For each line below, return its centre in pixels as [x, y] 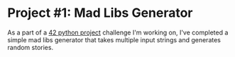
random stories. [31, 47]
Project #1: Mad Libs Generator [100, 13]
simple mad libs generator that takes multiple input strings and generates [114, 39]
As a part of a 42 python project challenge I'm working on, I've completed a [118, 32]
